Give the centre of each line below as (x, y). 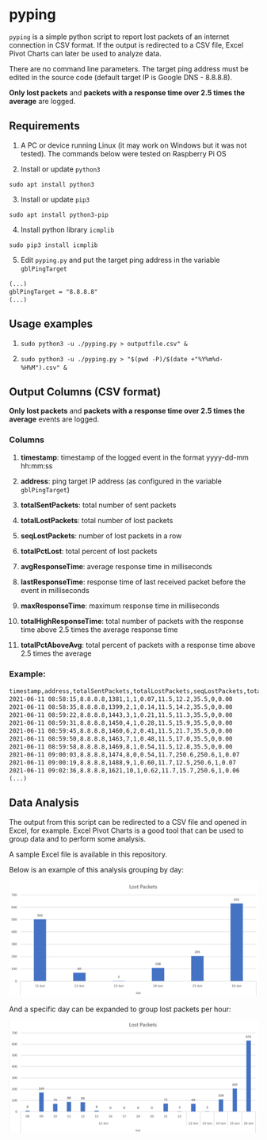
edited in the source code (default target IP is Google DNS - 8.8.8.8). (121, 77)
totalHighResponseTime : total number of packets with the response (132, 621)
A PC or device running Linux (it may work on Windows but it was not (133, 145)
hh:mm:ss (36, 465)
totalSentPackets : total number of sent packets (98, 505)
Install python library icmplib (67, 229)
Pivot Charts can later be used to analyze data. (85, 53)
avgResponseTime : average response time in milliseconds (116, 566)
